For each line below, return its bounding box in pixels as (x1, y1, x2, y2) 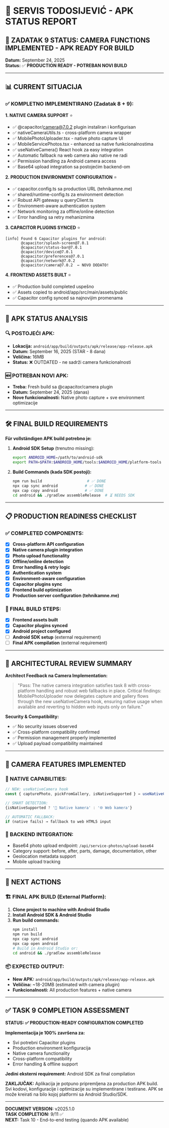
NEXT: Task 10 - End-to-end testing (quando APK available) (5, 1116, 129, 1122)
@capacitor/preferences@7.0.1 (21, 254, 84, 259)
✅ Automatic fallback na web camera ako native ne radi (12, 152, 128, 158)
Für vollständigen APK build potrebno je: (5, 435, 92, 441)
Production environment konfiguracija (12, 1045, 91, 1051)
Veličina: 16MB (12, 354, 44, 360)
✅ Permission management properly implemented (12, 735, 116, 741)
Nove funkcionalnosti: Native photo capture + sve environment (12, 394, 145, 401)
